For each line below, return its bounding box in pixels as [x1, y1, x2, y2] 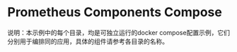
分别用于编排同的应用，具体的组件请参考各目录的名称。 [7, 37, 168, 46]
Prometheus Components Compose [7, 4, 223, 20]
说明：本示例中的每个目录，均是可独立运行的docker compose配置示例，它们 [7, 28, 230, 37]
